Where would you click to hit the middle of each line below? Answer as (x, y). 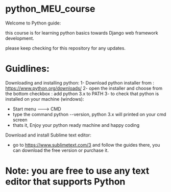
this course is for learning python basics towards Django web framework (82, 33)
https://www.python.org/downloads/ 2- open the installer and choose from (84, 88)
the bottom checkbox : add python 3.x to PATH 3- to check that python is (82, 93)
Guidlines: (28, 69)
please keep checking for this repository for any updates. (66, 48)
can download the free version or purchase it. (60, 150)
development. (20, 38)
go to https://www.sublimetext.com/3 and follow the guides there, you (86, 145)
